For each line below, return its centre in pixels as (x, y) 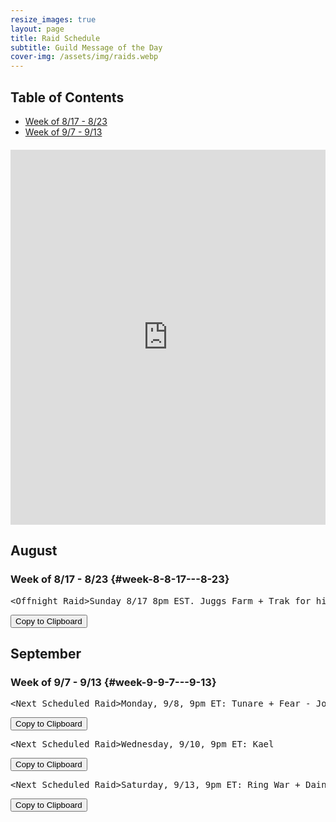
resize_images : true (53, 19)
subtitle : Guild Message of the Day (86, 47)
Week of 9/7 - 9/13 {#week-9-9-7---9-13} (113, 682)
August (34, 551)
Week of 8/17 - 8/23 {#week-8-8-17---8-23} (120, 579)
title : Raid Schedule (55, 38)
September (46, 654)
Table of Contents (67, 97)
